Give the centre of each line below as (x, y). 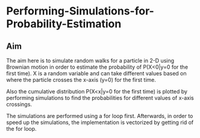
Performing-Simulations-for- (80, 11)
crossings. (19, 104)
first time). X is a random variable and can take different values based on (96, 73)
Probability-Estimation (64, 24)
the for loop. (22, 129)
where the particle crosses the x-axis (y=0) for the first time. (81, 80)
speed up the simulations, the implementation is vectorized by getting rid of (100, 122)
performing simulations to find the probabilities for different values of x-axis (100, 98)
